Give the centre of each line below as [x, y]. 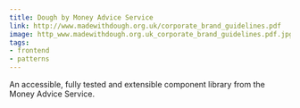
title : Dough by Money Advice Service [81, 17]
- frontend [29, 51]
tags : [19, 42]
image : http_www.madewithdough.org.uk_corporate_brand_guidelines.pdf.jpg [151, 34]
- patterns [29, 59]
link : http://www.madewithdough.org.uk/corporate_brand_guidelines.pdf [145, 26]
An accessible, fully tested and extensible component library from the [137, 84]
